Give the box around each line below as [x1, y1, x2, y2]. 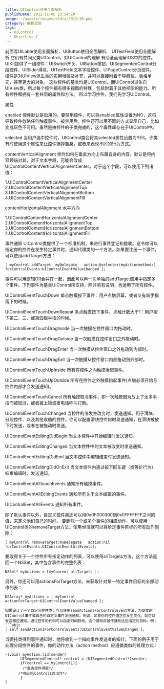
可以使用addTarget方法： [5, 252, 56, 258]
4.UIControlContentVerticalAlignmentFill [5, 195, 85, 200]
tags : [5, 25, 16, 30]
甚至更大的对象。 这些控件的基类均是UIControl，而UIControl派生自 [13, 79, 147, 85]
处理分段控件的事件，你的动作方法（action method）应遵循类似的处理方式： [5, 642, 158, 648]
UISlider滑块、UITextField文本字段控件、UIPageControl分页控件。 [21, 67, 155, 72]
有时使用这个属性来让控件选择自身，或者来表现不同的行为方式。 [5, 140, 133, 147]
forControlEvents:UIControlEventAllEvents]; [5, 544, 97, 549]
